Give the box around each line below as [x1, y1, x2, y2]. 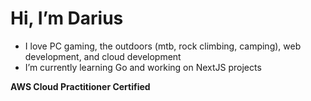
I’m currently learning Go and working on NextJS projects [24, 61, 262, 73]
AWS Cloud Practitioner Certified [10, 80, 151, 92]
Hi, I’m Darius [10, 7, 124, 30]
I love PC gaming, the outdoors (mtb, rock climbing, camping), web [24, 40, 302, 52]
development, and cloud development [24, 50, 182, 62]
